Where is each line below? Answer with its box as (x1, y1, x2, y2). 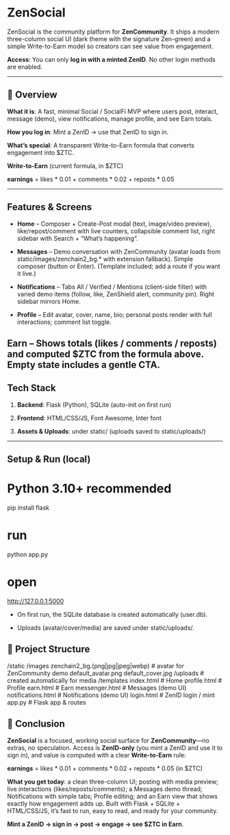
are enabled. (7, 62, 43, 71)
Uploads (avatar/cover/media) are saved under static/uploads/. (16, 623, 195, 632)
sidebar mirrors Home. (16, 297, 81, 305)
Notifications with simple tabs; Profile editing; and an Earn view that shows (7, 792, 218, 800)
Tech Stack (7, 382, 56, 394)
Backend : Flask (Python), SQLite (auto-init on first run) (16, 400, 172, 409)
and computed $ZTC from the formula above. (7, 348, 204, 360)
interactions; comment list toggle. (16, 318, 112, 326)
